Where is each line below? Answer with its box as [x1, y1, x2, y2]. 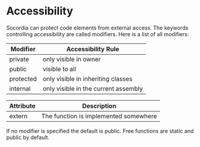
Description [82, 101, 116, 110]
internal [9, 84, 31, 93]
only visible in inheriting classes [42, 74, 133, 83]
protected [9, 74, 37, 83]
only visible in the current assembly [42, 84, 143, 93]
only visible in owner [42, 55, 101, 63]
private [9, 55, 30, 63]
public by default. [6, 134, 50, 141]
